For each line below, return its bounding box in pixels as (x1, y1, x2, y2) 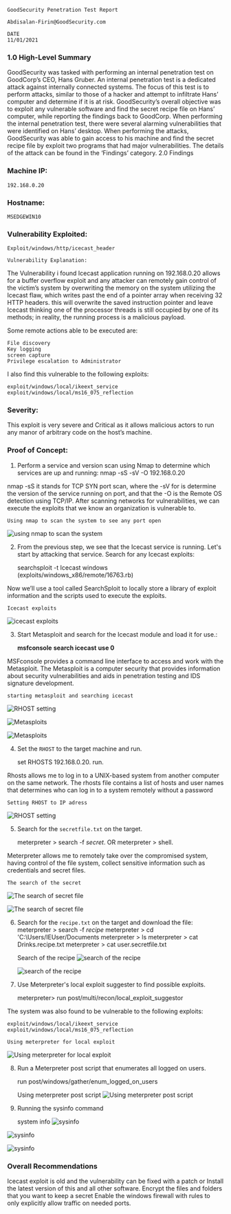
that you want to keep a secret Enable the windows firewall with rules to (7, 1192, 211, 1200)
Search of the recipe (16, 953, 76, 962)
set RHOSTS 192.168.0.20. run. (16, 757, 104, 766)
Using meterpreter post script (16, 1091, 102, 1099)
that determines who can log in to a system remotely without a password (7, 786, 213, 794)
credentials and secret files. (7, 866, 86, 874)
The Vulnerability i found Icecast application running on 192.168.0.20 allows (7, 269, 221, 277)
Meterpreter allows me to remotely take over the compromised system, (7, 851, 208, 859)
